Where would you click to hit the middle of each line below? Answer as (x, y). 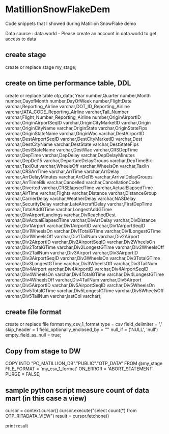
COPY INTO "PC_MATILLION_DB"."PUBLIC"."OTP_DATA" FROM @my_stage (84, 364)
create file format (34, 312)
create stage (26, 55)
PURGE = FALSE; (23, 374)
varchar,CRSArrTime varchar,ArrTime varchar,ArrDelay (62, 171)
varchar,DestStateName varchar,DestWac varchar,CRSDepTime (72, 149)
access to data (21, 39)
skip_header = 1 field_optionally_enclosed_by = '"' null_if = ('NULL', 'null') (82, 329)
